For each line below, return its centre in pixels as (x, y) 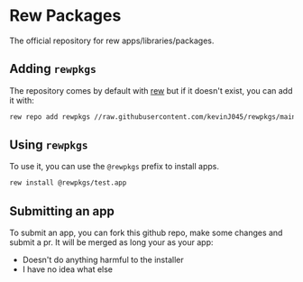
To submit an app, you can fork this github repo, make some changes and (146, 233)
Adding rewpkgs (53, 69)
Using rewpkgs (49, 145)
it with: (22, 100)
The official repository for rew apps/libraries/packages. (112, 41)
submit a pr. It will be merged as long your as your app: (111, 242)
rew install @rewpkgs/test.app (68, 183)
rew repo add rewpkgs (50, 117)
